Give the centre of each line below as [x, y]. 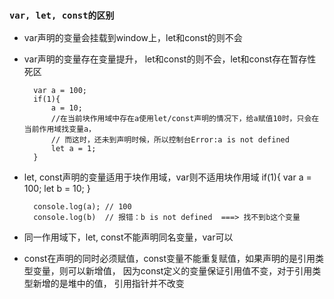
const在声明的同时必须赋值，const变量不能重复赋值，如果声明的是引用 [169, 259]
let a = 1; [73, 149]
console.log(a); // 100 [82, 207]
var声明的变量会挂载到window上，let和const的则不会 [133, 38]
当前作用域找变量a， [59, 129]
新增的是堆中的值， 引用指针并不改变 [108, 284]
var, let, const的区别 [62, 15]
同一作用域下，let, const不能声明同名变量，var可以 [128, 237]
